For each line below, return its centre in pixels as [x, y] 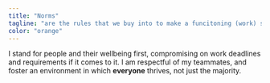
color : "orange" [35, 31]
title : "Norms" [34, 16]
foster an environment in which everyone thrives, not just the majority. [125, 71]
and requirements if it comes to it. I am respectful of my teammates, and [128, 62]
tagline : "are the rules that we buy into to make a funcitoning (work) [133, 23]
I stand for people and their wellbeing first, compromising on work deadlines [135, 54]
